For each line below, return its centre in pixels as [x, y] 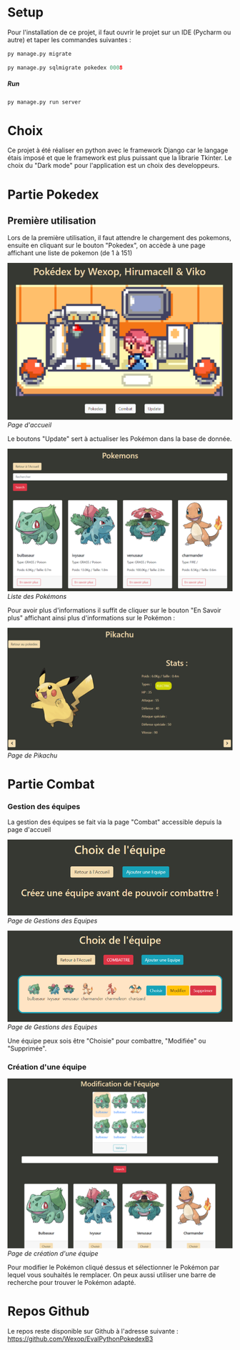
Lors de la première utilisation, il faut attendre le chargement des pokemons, [120, 238]
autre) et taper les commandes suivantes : [69, 39]
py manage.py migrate [40, 54]
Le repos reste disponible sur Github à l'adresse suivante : [93, 1331]
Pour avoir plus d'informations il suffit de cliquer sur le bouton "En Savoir [114, 610]
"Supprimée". [27, 1048]
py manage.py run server [44, 102]
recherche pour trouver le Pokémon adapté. [72, 1283]
